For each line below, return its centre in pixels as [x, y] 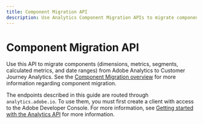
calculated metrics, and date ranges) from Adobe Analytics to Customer [96, 71]
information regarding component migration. [61, 83]
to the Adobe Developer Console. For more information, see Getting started [100, 108]
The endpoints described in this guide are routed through [78, 95]
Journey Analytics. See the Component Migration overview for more [91, 77]
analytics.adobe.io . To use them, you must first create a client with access [100, 102]
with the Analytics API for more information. [60, 114]
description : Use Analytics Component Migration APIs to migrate [90, 18]
